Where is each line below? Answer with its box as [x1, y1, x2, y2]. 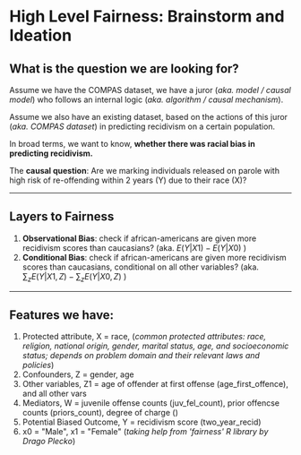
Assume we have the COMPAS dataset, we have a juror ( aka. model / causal [9, 85, 291, 95]
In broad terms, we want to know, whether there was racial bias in [9, 139, 255, 149]
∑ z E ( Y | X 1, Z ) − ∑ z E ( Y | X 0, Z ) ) [21, 270, 127, 284]
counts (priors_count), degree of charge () [21, 408, 179, 418]
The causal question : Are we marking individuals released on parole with [9, 166, 280, 176]
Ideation [9, 25, 73, 46]
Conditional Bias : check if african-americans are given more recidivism [21, 252, 287, 262]
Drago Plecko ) [21, 436, 76, 447]
